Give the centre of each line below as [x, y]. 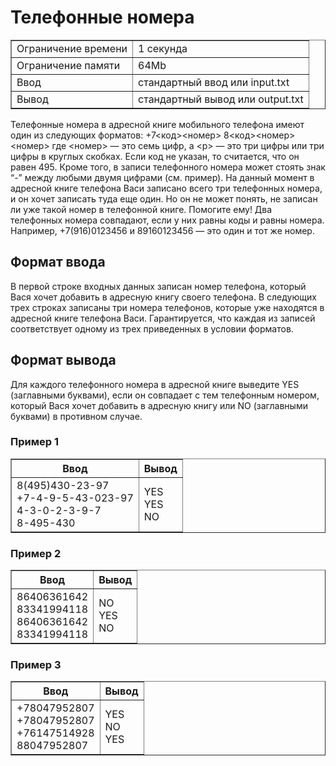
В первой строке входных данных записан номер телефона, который [158, 286]
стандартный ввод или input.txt [214, 82]
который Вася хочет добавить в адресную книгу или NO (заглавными [159, 405]
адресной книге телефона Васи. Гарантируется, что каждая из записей [163, 318]
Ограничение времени [72, 48]
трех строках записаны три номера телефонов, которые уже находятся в [167, 307]
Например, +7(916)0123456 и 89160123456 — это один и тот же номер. [162, 230]
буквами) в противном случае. [76, 416]
